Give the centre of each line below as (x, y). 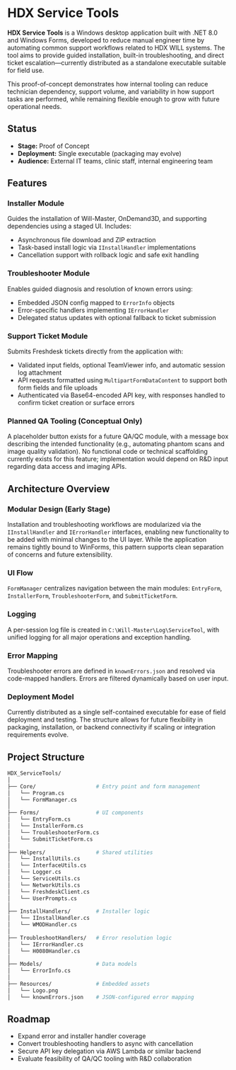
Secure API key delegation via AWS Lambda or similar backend (109, 1051)
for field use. (26, 70)
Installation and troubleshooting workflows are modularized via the (104, 525)
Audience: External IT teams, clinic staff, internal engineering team (115, 161)
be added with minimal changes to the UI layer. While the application (107, 540)
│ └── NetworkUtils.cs (44, 885)
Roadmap (29, 1019)
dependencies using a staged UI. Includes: (70, 226)
